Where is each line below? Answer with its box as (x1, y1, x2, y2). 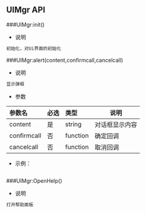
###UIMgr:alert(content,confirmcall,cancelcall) (6, 56, 124, 64)
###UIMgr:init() (6, 21, 45, 28)
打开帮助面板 (6, 202, 34, 208)
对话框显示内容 (94, 120, 138, 129)
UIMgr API (6, 5, 45, 15)
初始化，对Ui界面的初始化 (6, 45, 62, 51)
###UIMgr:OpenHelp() (6, 177, 62, 184)
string (65, 120, 82, 128)
